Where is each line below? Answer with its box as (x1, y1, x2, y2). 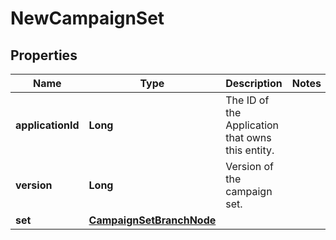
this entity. (225, 143, 275, 157)
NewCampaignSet (10, 7, 165, 30)
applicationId (15, 118, 80, 132)
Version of (225, 160, 275, 173)
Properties (10, 47, 78, 64)
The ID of (225, 93, 270, 107)
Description (225, 77, 283, 90)
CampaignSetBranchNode (88, 213, 217, 227)
